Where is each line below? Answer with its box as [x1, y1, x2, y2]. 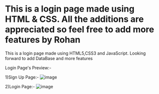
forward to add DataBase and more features [5, 55, 93, 61]
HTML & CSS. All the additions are [5, 14, 144, 25]
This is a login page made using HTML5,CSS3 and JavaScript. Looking [5, 50, 146, 56]
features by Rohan [5, 34, 81, 46]
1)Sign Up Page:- [5, 74, 39, 80]
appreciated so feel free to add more [5, 24, 154, 35]
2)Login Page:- [5, 83, 35, 89]
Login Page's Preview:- [5, 64, 52, 71]
